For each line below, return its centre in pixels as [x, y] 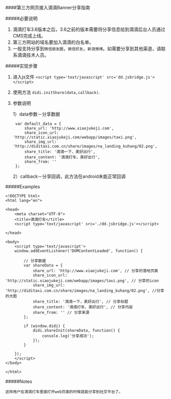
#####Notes [19, 381]
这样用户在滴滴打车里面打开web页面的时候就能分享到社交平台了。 [64, 392]
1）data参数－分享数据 [36, 114]
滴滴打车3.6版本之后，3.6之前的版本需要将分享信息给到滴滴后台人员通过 [89, 29]
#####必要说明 [22, 18]
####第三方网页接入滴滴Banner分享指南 [48, 7]
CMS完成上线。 [29, 36]
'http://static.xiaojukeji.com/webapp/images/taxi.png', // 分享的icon [82, 281]
